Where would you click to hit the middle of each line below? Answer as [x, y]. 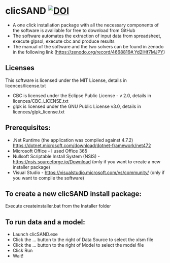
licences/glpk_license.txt [39, 111]
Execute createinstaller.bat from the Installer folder [58, 206]
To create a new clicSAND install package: [74, 194]
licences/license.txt [26, 85]
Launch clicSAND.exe [35, 235]
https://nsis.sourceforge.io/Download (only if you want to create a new [87, 162]
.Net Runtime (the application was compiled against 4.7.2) [73, 140]
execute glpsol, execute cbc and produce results [64, 41]
